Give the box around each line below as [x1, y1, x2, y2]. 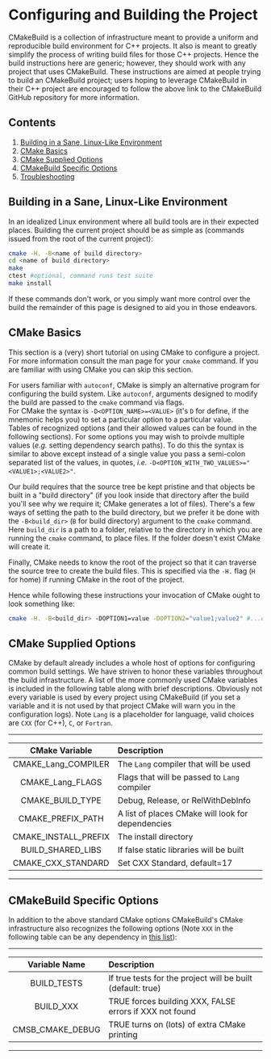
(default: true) [108, 983, 161, 994]
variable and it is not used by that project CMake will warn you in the [8, 701, 236, 711]
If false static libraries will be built [117, 844, 244, 855]
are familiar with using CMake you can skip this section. [8, 364, 194, 374]
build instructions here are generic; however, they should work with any [8, 58, 246, 68]
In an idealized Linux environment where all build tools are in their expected [8, 216, 260, 226]
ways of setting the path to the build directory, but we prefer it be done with [8, 507, 260, 517]
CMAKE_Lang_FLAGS [19, 777, 102, 788]
